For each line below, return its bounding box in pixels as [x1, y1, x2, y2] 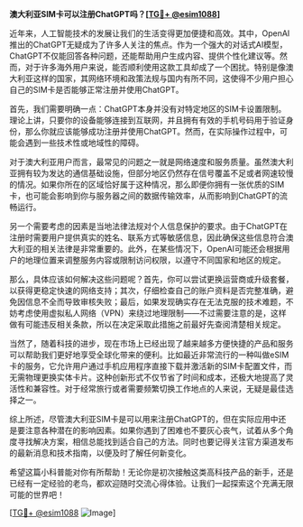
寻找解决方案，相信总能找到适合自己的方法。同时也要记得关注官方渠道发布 [16, 437, 294, 447]
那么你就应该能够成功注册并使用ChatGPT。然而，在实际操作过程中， [24, 126, 280, 136]
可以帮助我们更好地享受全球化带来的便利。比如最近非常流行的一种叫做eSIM [9, 349, 289, 360]
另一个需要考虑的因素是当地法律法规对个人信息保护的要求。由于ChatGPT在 [9, 221, 289, 231]
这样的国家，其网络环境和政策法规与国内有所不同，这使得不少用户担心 [32, 73, 294, 84]
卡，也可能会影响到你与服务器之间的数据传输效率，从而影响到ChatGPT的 [9, 190, 280, 201]
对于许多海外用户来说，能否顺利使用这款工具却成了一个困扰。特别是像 [24, 62, 286, 72]
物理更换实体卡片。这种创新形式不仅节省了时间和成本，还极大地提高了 [24, 372, 286, 383]
